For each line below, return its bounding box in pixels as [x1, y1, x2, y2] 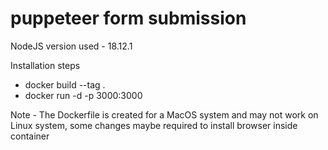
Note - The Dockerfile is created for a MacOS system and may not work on [10, 108, 319, 121]
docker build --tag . [24, 78, 106, 91]
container [10, 130, 50, 142]
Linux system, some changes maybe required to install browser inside [10, 119, 298, 131]
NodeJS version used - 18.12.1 [10, 40, 133, 52]
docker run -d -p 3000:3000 [24, 89, 143, 101]
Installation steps [10, 59, 81, 71]
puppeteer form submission [10, 7, 247, 30]
